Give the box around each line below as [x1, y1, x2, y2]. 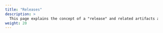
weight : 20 [5, 20, 27, 26]
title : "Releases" [5, 7, 42, 12]
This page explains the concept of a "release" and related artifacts [9, 16, 155, 21]
